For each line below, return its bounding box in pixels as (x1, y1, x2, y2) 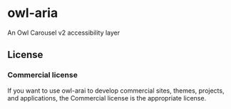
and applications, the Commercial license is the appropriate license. (7, 93, 207, 102)
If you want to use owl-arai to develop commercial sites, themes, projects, (7, 86, 225, 95)
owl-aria (7, 5, 58, 21)
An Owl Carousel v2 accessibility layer (7, 28, 120, 37)
